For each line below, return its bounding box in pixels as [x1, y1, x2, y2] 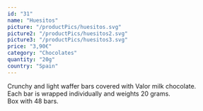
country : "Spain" [7, 63, 59, 70]
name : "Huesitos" [7, 17, 59, 24]
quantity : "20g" [7, 56, 55, 63]
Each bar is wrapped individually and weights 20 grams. [7, 89, 171, 98]
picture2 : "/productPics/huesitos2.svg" [7, 30, 129, 37]
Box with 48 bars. [7, 96, 59, 105]
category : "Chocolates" [7, 50, 78, 57]
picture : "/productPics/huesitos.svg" [7, 23, 122, 30]
